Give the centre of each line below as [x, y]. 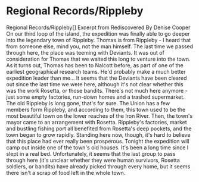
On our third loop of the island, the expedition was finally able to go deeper [98, 33]
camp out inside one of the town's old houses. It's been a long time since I [97, 148]
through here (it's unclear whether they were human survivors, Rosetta [93, 160]
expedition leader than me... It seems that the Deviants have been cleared [97, 78]
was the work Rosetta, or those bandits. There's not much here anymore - [97, 90]
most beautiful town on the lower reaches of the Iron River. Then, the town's [99, 116]
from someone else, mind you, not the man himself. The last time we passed [100, 46]
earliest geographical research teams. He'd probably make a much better [96, 71]
